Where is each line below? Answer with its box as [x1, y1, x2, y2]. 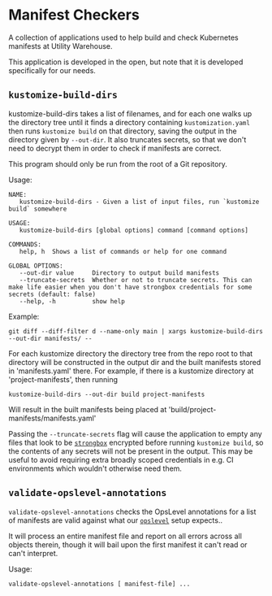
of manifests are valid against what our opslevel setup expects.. [8, 515, 223, 525]
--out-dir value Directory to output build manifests [19, 268, 220, 277]
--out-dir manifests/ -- [8, 334, 93, 342]
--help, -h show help [19, 297, 126, 306]
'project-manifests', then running [8, 374, 119, 384]
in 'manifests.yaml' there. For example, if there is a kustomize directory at [8, 366, 254, 376]
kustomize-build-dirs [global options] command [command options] [19, 226, 249, 234]
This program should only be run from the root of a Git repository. [8, 159, 227, 168]
